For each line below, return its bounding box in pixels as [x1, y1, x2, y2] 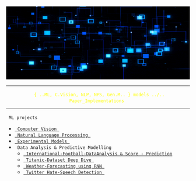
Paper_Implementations [69, 98, 124, 104]
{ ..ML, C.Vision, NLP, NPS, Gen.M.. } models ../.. [34, 92, 165, 98]
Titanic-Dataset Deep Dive [26, 157, 92, 163]
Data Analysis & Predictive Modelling [17, 145, 112, 151]
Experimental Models [17, 138, 67, 144]
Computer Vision [17, 126, 57, 132]
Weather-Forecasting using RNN [26, 163, 102, 169]
